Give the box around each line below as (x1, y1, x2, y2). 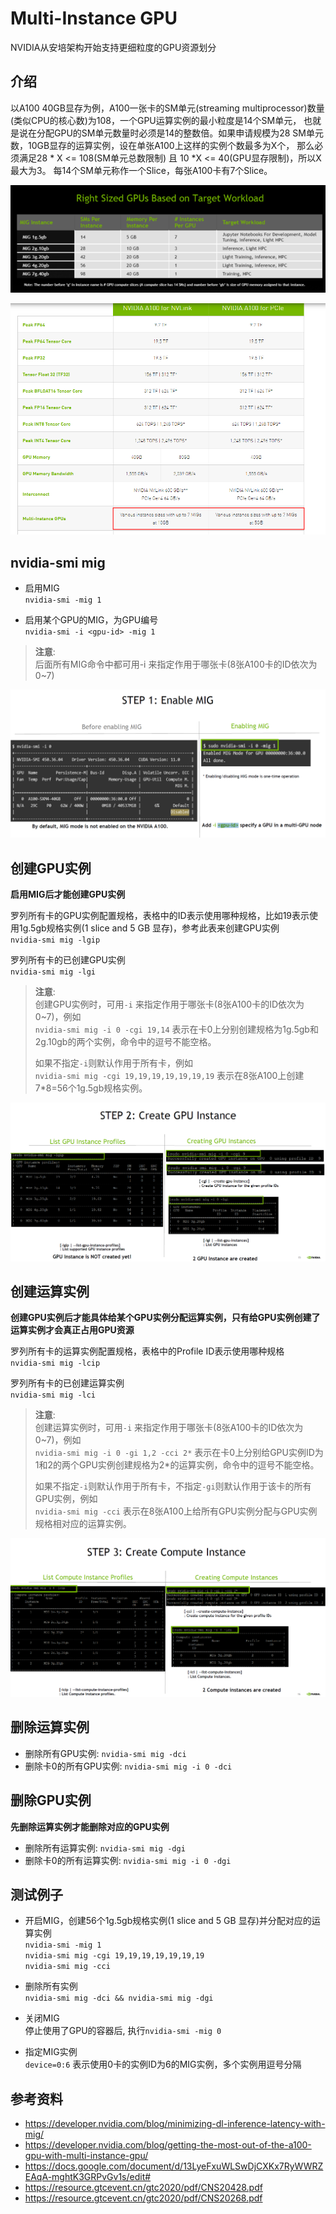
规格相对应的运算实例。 (34, 1518, 132, 1530)
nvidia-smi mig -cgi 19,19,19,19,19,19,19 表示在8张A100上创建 (34, 1070, 305, 1082)
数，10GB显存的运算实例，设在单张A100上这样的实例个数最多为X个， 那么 (10, 139, 315, 151)
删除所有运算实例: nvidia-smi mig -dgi (24, 1842, 186, 1854)
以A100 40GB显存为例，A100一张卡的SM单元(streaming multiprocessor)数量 (10, 102, 325, 114)
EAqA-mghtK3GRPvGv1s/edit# (24, 2171, 152, 2183)
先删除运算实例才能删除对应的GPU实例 (10, 1820, 170, 1832)
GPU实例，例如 (34, 1493, 98, 1505)
